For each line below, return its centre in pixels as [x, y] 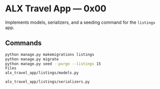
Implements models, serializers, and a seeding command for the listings [80, 22]
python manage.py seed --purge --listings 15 [53, 64]
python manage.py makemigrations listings [50, 54]
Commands [24, 43]
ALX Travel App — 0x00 [56, 9]
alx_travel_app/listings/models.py [42, 73]
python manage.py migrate [32, 59]
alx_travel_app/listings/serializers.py [48, 82]
